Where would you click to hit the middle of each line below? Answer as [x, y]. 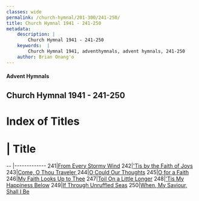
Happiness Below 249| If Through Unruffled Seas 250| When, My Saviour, [97, 185]
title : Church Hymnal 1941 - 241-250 [54, 23]
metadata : [19, 29]
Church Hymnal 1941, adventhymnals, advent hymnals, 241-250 [107, 51]
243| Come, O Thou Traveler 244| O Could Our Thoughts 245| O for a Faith [98, 172]
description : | [36, 35]
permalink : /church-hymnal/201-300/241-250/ [63, 18]
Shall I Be [18, 191]
